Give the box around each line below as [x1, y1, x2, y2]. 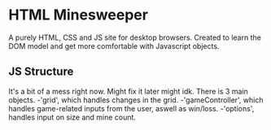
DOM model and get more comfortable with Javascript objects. [8, 41, 220, 50]
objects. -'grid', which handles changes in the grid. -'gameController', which [8, 95, 264, 105]
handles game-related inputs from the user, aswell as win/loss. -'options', [8, 103, 255, 113]
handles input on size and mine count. [8, 112, 137, 122]
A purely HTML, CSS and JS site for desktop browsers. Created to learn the [8, 32, 262, 42]
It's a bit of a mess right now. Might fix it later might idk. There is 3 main [8, 86, 248, 96]
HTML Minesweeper [8, 6, 149, 24]
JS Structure [8, 65, 74, 79]
